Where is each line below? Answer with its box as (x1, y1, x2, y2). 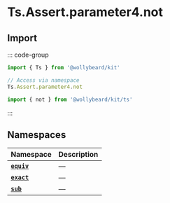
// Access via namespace (7, 76, 80, 84)
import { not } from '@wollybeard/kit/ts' (7, 96, 133, 103)
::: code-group (7, 50, 49, 59)
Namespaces (7, 129, 66, 141)
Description (58, 150, 99, 160)
